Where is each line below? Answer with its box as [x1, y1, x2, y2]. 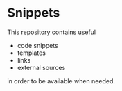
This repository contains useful [7, 28, 96, 36]
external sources [17, 63, 66, 72]
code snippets [17, 41, 59, 49]
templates [17, 49, 46, 57]
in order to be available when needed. [7, 76, 116, 85]
